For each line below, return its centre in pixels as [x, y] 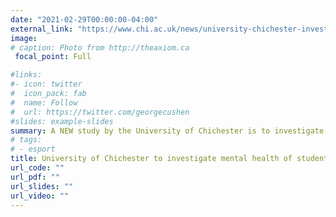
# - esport [33, 149]
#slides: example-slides [62, 121]
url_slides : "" [42, 186]
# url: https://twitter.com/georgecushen [100, 112]
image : [24, 38]
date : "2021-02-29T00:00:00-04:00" [84, 19]
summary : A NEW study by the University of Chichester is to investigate [167, 131]
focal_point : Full [53, 57]
